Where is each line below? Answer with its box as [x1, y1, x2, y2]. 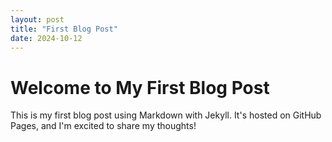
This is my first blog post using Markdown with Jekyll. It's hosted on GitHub [10, 109, 322, 121]
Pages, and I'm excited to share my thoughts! [10, 120, 197, 132]
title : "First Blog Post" [10, 24, 118, 34]
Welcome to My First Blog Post [10, 76, 270, 99]
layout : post [10, 14, 65, 25]
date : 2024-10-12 [10, 33, 83, 43]
